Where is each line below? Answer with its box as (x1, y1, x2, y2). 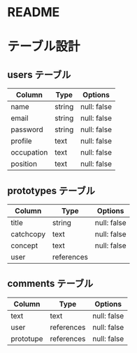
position (10, 159, 37, 169)
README (7, 4, 60, 20)
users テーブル (7, 68, 71, 81)
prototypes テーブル (7, 184, 96, 197)
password (10, 124, 43, 134)
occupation (10, 148, 48, 158)
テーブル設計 (7, 39, 80, 55)
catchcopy (10, 229, 46, 239)
